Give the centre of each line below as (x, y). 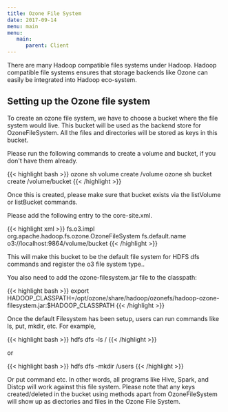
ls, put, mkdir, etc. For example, (52, 326)
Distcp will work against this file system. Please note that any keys (101, 387)
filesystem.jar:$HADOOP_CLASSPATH (61, 305)
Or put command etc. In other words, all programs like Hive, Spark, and (108, 379)
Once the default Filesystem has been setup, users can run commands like (113, 318)
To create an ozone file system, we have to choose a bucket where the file (113, 118)
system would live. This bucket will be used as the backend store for (104, 125)
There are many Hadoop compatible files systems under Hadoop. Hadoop (112, 65)
